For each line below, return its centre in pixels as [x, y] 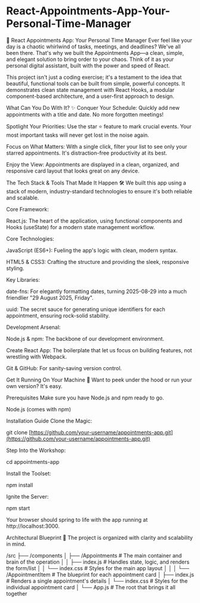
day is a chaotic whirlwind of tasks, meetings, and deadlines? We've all [93, 47]
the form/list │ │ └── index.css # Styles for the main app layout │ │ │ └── [98, 568]
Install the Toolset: [29, 473]
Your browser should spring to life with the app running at [77, 519]
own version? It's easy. [34, 386]
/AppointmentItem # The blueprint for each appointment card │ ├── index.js [100, 574]
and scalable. [23, 198]
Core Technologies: [30, 239]
